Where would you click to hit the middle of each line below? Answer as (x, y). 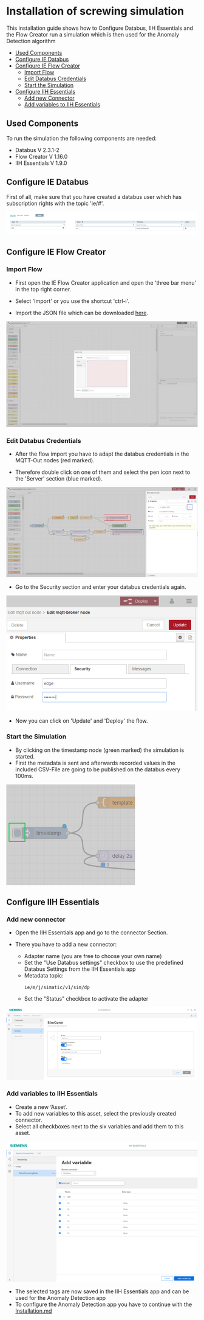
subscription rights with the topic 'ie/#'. (55, 203)
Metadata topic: (44, 976)
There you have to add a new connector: (66, 945)
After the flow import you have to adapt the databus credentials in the (102, 454)
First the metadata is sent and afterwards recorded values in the (95, 763)
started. (25, 756)
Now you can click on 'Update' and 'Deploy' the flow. (81, 721)
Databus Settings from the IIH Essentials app (80, 969)
